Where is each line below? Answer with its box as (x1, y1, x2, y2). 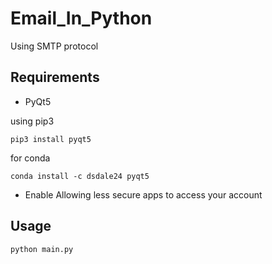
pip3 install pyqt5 (10, 134, 92, 144)
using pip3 (10, 115, 55, 127)
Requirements (10, 69, 100, 86)
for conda (10, 152, 51, 164)
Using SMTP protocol (10, 40, 99, 52)
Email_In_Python (10, 7, 153, 30)
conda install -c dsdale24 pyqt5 (10, 171, 150, 181)
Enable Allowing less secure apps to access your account (24, 188, 263, 201)
